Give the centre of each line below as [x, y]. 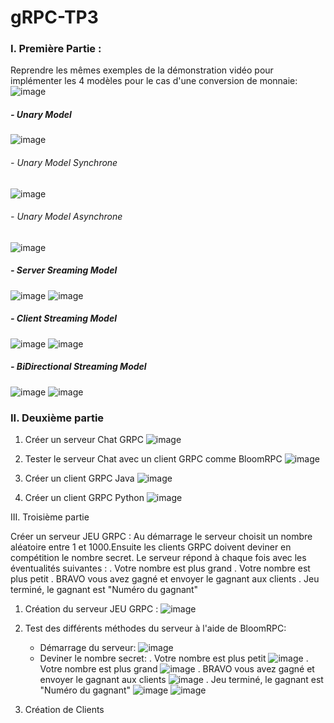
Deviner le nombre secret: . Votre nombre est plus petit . [174, 658]
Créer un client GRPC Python [84, 498]
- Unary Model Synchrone [64, 163]
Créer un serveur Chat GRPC [84, 440]
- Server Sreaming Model [64, 270]
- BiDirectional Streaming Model [78, 367]
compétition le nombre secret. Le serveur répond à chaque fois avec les [158, 558]
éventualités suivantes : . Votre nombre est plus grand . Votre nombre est [160, 568]
